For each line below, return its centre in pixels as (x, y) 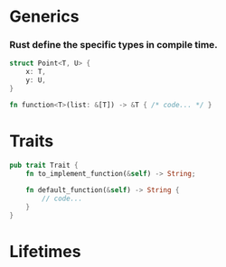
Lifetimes (45, 252)
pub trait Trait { (44, 165)
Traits (32, 141)
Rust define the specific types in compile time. (114, 45)
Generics (44, 17)
